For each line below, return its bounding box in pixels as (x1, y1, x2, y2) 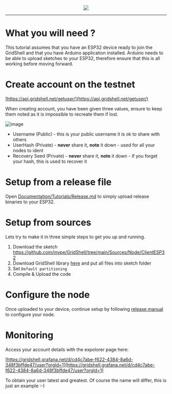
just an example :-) (5, 383, 45, 389)
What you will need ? (5, 27, 96, 39)
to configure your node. (5, 311, 55, 317)
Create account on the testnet (5, 79, 136, 90)
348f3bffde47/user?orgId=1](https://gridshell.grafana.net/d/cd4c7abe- (5, 362, 155, 368)
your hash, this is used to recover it (12, 158, 87, 164)
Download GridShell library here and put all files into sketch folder (12, 260, 152, 266)
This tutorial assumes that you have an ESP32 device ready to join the (5, 44, 153, 50)
